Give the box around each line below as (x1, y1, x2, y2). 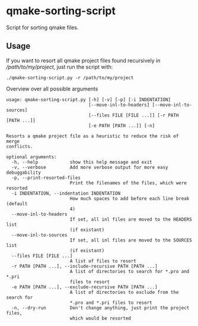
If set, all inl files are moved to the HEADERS (69, 216, 193, 222)
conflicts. (6, 143, 33, 149)
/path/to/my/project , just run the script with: (6, 63, 113, 70)
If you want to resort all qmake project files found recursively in (6, 57, 161, 64)
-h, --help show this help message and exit (11, 159, 152, 165)
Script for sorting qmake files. (6, 24, 79, 31)
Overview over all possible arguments (6, 85, 98, 92)
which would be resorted (69, 315, 132, 321)
